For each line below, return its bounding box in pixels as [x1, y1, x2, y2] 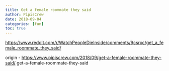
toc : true [5, 26, 26, 31]
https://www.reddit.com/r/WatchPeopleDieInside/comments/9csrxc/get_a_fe [5, 39, 164, 45]
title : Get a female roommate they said [5, 7, 92, 12]
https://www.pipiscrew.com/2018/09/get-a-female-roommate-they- [21, 54, 162, 60]
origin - [5, 54, 21, 60]
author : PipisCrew [5, 12, 44, 17]
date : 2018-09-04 [5, 16, 42, 21]
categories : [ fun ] [5, 21, 44, 26]
